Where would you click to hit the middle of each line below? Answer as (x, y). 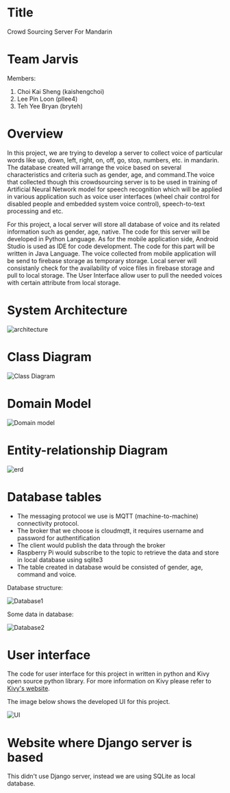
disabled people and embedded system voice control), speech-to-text (106, 204)
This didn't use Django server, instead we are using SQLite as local (101, 777)
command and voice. (47, 574)
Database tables (54, 497)
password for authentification (59, 538)
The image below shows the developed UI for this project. (89, 702)
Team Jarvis (43, 59)
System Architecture (67, 310)
